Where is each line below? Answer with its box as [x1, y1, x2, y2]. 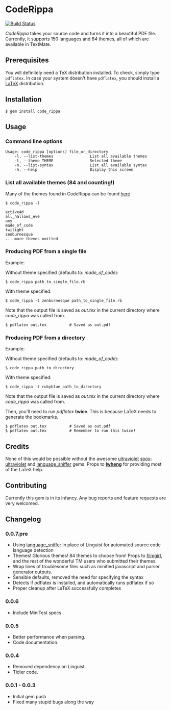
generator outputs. [12, 569, 53, 575]
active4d [5, 209, 24, 215]
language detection [12, 547, 54, 553]
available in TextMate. [5, 41, 52, 47]
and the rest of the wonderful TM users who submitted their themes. [12, 558, 157, 564]
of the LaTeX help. [5, 466, 43, 472]
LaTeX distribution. [5, 80, 45, 86]
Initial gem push [12, 693, 46, 699]
